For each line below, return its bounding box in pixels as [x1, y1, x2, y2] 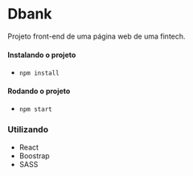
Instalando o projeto [7, 50, 76, 59]
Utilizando [7, 124, 49, 135]
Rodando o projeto [7, 86, 71, 96]
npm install [18, 69, 60, 77]
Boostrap [18, 150, 50, 161]
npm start [18, 105, 53, 113]
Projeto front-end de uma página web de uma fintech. [7, 31, 186, 41]
